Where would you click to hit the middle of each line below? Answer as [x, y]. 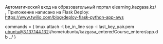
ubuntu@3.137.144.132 [27, 32]
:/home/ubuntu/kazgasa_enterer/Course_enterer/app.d [103, 32]
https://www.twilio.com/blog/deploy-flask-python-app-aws [64, 17]
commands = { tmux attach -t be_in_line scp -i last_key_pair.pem [70, 27]
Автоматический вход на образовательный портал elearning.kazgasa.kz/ [81, 7]
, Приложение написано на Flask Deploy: [47, 12]
